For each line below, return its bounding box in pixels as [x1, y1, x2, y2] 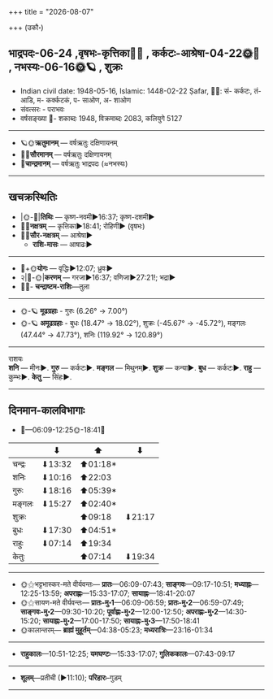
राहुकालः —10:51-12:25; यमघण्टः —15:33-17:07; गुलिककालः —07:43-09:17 [19, 649, 236, 659]
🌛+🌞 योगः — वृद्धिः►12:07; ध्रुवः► [19, 263, 114, 273]
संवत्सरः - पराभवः [19, 104, 65, 114]
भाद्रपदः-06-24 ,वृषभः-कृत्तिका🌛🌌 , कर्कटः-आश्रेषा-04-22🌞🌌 [8, 46, 260, 60]
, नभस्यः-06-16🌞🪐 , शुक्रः [8, 60, 123, 74]
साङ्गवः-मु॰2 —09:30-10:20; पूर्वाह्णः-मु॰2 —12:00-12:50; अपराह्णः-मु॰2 [19, 607, 219, 617]
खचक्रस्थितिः [8, 190, 58, 204]
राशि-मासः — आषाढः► [32, 239, 93, 249]
